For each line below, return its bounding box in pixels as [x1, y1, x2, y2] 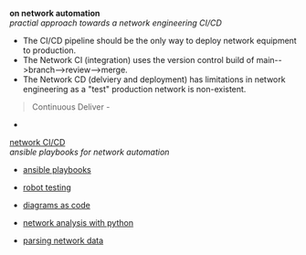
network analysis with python [22, 218, 134, 228]
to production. [22, 45, 77, 56]
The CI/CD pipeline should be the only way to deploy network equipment [22, 36, 297, 46]
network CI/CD [9, 137, 66, 147]
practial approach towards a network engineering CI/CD [9, 17, 222, 28]
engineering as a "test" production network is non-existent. [22, 84, 247, 94]
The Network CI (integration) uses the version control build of [22, 55, 255, 65]
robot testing [22, 182, 71, 193]
